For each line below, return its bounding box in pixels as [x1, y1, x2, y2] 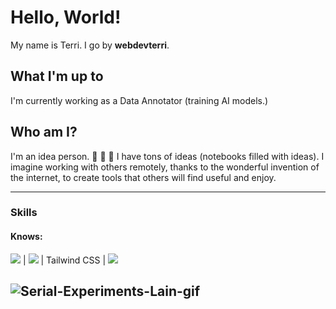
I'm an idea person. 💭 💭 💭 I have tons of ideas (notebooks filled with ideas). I [10, 150, 325, 162]
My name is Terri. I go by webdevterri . [10, 39, 170, 51]
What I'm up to [10, 68, 104, 85]
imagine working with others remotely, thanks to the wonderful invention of [10, 161, 320, 173]
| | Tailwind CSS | [22, 254, 107, 266]
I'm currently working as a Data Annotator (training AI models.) [10, 94, 269, 106]
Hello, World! [10, 6, 122, 29]
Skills [10, 206, 38, 220]
